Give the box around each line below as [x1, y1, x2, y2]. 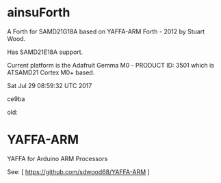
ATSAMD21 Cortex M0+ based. [7, 68, 95, 76]
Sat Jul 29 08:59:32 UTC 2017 [7, 81, 92, 89]
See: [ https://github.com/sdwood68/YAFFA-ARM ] [7, 167, 151, 175]
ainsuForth [7, 5, 70, 20]
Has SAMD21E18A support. [7, 48, 83, 56]
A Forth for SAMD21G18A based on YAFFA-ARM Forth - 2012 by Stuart [7, 27, 205, 36]
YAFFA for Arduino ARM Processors [7, 154, 108, 163]
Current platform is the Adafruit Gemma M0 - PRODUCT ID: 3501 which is [7, 61, 214, 69]
